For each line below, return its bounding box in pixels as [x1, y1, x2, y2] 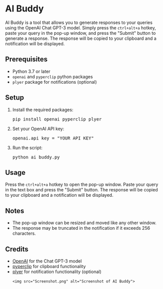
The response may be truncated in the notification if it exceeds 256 [12, 225, 151, 231]
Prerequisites [5, 55, 48, 64]
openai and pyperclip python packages [12, 73, 93, 80]
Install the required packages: [12, 107, 74, 113]
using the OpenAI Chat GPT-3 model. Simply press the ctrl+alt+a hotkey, [5, 24, 157, 30]
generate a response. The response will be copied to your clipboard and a [5, 35, 157, 41]
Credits [5, 245, 29, 253]
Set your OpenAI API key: [12, 126, 65, 132]
